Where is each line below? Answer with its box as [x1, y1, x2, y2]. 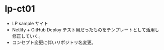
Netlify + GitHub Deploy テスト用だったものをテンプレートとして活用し [12, 26, 159, 33]
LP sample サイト [12, 20, 49, 26]
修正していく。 [12, 33, 43, 39]
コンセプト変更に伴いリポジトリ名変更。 [12, 39, 96, 45]
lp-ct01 [5, 3, 36, 15]
